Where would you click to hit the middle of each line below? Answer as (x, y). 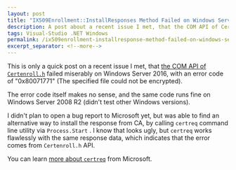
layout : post (26, 14)
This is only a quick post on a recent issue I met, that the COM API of (107, 66)
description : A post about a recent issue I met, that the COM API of (113, 27)
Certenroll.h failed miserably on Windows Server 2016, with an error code (115, 73)
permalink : (23, 40)
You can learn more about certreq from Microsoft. (80, 159)
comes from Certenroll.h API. (51, 145)
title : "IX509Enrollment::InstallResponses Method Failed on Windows (111, 20)
